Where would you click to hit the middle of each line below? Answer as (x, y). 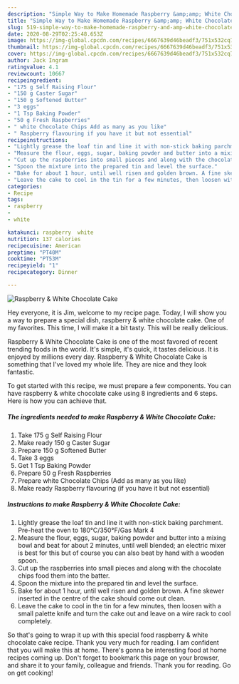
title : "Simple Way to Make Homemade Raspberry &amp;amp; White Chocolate (121, 21)
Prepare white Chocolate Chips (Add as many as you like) (102, 480)
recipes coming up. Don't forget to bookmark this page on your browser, (113, 658)
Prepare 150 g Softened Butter (62, 450)
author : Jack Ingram (38, 61)
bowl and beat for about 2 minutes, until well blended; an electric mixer (122, 545)
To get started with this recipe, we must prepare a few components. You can (119, 385)
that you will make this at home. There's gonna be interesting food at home (117, 650)
